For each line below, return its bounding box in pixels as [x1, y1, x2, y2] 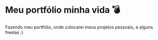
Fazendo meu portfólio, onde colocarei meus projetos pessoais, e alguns [5, 24, 153, 30]
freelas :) [5, 29, 24, 35]
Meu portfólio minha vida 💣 [5, 4, 120, 16]
